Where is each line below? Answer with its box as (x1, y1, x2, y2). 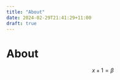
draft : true (6, 20, 37, 26)
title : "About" (6, 9, 45, 15)
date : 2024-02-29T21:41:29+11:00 (6, 15, 92, 21)
